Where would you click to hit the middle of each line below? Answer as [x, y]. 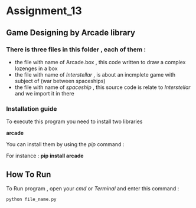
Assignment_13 [44, 11]
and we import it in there [45, 93]
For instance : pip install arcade [45, 156]
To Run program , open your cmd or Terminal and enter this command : [93, 188]
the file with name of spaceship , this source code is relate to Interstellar [102, 87]
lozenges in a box [36, 68]
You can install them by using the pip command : [65, 144]
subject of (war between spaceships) [60, 81]
